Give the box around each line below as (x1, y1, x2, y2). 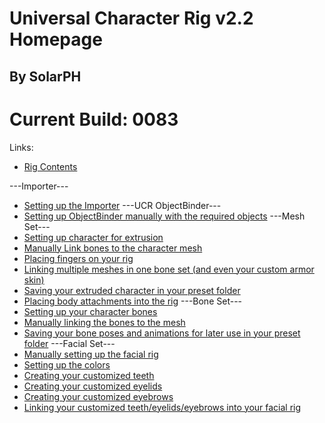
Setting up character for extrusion (23, 231, 164, 243)
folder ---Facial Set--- (23, 337, 116, 349)
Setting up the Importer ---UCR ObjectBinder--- (23, 199, 222, 211)
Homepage (9, 28, 103, 51)
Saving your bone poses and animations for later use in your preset (23, 327, 301, 339)
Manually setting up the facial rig (23, 348, 159, 360)
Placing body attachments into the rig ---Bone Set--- (23, 295, 243, 307)
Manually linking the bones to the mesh (23, 316, 186, 328)
